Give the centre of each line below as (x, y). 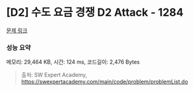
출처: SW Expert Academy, (54, 75)
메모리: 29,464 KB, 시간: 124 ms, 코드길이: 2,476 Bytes (73, 62)
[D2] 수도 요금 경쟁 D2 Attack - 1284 (95, 12)
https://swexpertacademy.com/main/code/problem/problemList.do (105, 82)
